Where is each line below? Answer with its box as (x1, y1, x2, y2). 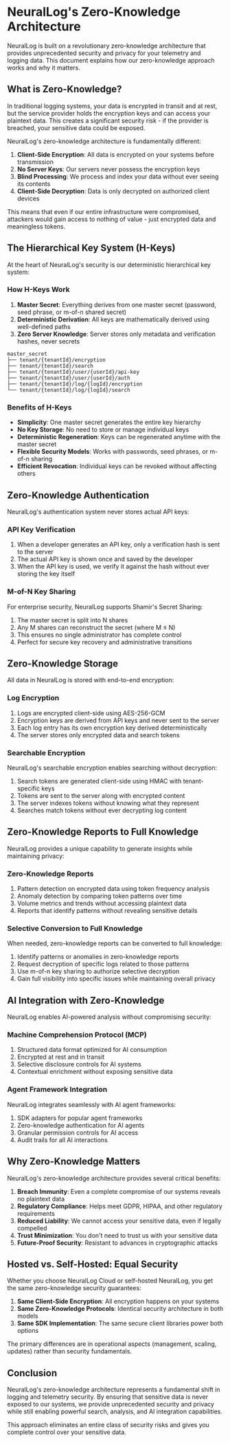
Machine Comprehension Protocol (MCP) (7, 1030, 147, 1040)
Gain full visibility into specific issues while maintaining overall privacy (16, 975, 216, 983)
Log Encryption (7, 693, 60, 703)
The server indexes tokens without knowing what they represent (16, 799, 199, 807)
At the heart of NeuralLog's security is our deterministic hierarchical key (7, 260, 211, 268)
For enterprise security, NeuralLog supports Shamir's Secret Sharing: (7, 602, 203, 611)
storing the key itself (16, 569, 76, 578)
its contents (16, 180, 51, 188)
